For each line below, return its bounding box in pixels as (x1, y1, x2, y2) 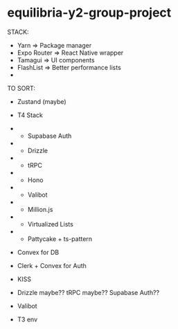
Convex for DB (17, 248, 60, 256)
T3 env (17, 315, 38, 323)
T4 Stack (17, 111, 44, 119)
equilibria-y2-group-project (7, 5, 172, 21)
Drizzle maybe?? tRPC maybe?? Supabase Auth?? (17, 288, 160, 296)
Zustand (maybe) (17, 97, 67, 105)
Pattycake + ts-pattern (27, 234, 92, 243)
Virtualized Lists (27, 220, 74, 228)
